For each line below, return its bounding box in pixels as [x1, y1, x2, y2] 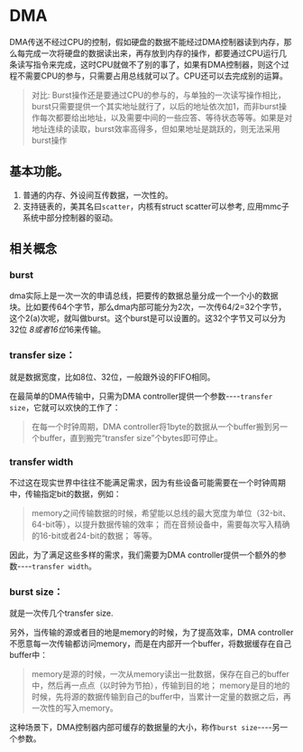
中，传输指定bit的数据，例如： [9, 489, 122, 500]
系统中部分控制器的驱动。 [22, 211, 118, 222]
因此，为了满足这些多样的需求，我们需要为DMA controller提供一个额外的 [9, 550, 280, 560]
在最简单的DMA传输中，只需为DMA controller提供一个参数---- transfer [9, 390, 273, 401]
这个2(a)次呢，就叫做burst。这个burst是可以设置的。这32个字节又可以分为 [9, 313, 286, 324]
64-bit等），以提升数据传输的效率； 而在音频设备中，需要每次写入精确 [31, 519, 290, 530]
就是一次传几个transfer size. [9, 607, 115, 619]
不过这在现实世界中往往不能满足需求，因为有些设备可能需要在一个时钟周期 [9, 477, 286, 488]
